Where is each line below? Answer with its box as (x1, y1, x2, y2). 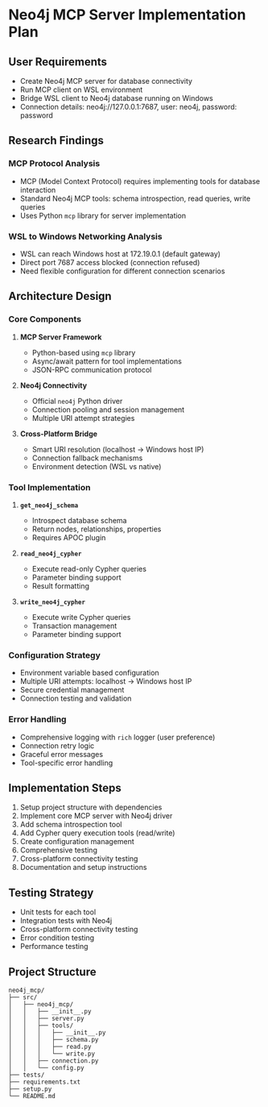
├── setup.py (8, 1085, 52, 1093)
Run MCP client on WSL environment (19, 85, 143, 94)
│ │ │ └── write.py (8, 1050, 95, 1058)
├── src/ (8, 993, 38, 1001)
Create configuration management (19, 837, 134, 847)
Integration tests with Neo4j (19, 916, 113, 926)
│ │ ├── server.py (8, 1014, 85, 1022)
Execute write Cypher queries (31, 612, 131, 622)
